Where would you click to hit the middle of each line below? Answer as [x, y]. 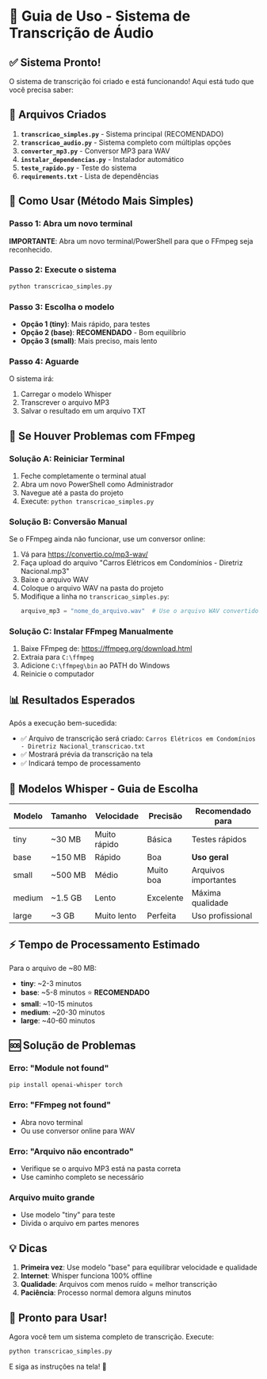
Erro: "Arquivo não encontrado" [71, 1151]
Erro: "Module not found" [59, 1069]
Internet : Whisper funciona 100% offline [86, 1276]
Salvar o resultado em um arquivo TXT [83, 411]
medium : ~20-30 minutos [63, 1012]
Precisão [166, 816]
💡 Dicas [29, 1248]
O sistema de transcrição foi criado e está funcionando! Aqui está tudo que [132, 81]
